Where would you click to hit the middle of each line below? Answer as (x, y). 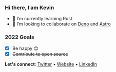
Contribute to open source (40, 54)
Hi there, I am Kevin (30, 8)
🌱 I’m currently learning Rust (42, 19)
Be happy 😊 (25, 48)
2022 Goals (20, 37)
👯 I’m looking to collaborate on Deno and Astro (61, 24)
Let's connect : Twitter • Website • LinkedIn (51, 64)
